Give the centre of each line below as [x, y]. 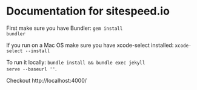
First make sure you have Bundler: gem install [65, 28]
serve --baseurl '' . [32, 69]
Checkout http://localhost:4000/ [46, 80]
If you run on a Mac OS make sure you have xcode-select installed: [90, 45]
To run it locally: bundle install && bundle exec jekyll [76, 62]
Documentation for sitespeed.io [88, 11]
